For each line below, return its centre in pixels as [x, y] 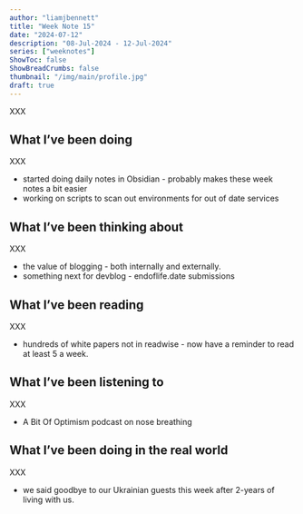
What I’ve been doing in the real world [119, 450]
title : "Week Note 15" [52, 26]
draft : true [32, 85]
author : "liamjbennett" [54, 18]
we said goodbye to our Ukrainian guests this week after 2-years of [148, 489]
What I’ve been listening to [87, 382]
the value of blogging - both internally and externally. [122, 267]
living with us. [48, 499]
